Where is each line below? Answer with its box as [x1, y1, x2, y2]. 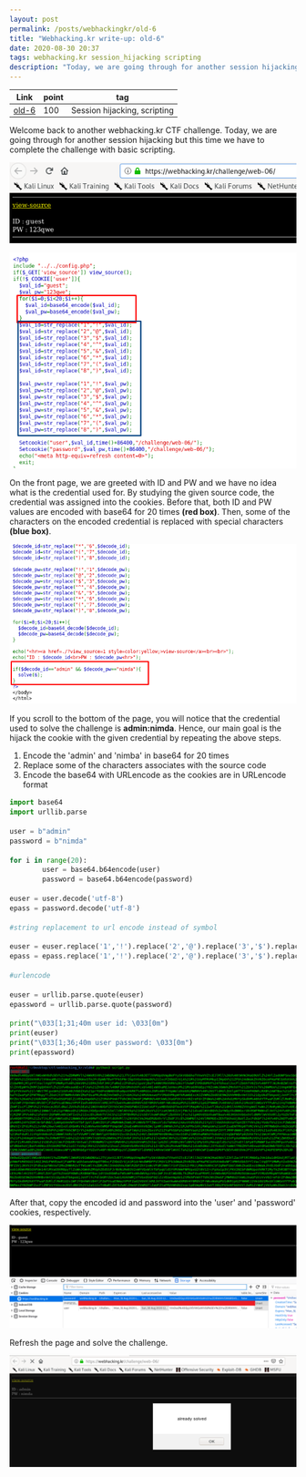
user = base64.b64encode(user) [42, 866, 161, 875]
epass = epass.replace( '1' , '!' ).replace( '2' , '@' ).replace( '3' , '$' [9, 952, 267, 961]
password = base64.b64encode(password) [42, 875, 194, 884]
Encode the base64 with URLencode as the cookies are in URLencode [22, 770, 287, 781]
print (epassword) [9, 1048, 76, 1057]
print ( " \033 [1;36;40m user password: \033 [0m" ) [9, 1039, 194, 1048]
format [22, 779, 48, 790]
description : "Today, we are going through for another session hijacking [9, 63, 300, 72]
